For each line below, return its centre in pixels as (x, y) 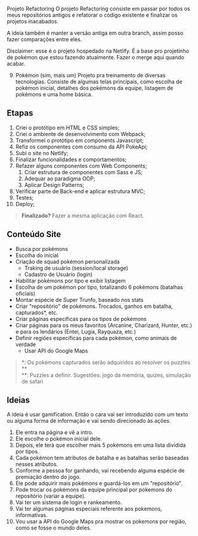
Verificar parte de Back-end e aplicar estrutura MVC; (80, 191)
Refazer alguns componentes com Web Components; (81, 166)
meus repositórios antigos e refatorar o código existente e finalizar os (92, 15)
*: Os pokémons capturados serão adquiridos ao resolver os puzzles (106, 362)
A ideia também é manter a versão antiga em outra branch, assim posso (95, 33)
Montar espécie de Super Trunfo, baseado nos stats (79, 299)
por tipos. (27, 452)
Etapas (20, 113)
